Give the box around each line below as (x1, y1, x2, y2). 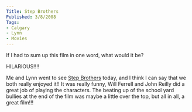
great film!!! (6, 99, 34, 106)
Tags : (6, 19, 19, 25)
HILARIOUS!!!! (6, 63, 40, 70)
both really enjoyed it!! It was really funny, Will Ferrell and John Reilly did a (6, 80, 185, 87)
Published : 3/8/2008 (6, 14, 57, 20)
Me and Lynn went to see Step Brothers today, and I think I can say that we (6, 74, 186, 81)
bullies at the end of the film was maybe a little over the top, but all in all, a (6, 93, 185, 100)
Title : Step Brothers (6, 8, 59, 15)
